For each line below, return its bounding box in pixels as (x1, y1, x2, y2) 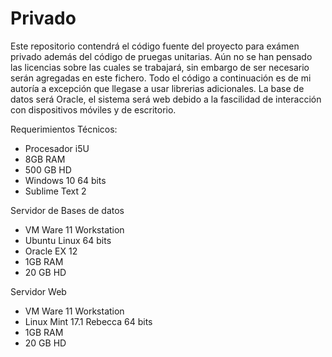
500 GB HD (24, 163, 72, 176)
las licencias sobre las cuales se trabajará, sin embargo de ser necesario (10, 61, 310, 73)
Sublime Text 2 (24, 185, 87, 197)
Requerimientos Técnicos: (10, 123, 118, 135)
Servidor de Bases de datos (10, 204, 125, 216)
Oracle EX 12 (24, 245, 78, 257)
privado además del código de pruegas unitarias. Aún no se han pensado (10, 50, 313, 62)
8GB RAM (24, 153, 66, 165)
